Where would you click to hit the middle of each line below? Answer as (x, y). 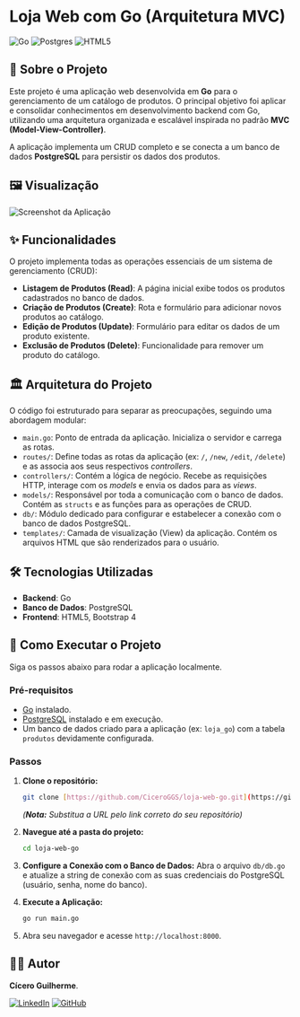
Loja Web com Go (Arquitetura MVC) (147, 17)
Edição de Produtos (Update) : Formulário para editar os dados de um (151, 327)
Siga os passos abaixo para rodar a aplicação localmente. (116, 667)
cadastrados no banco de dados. (83, 298)
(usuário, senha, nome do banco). (85, 885)
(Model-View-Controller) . (58, 129)
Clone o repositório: (60, 781)
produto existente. (56, 336)
